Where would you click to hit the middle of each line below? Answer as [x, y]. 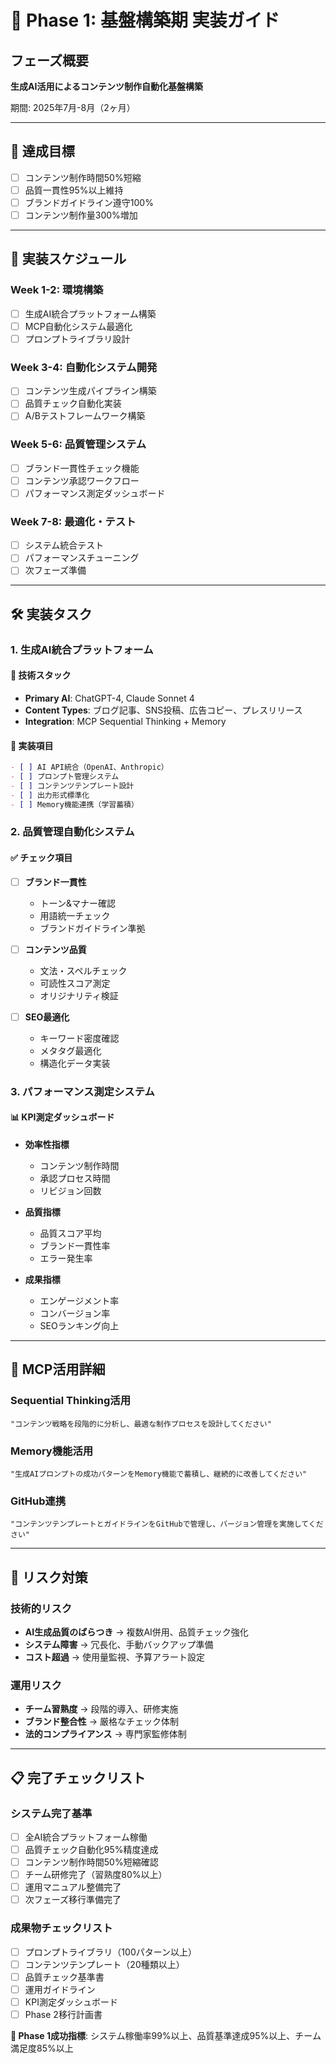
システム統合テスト [64, 545]
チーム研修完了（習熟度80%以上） [96, 1875]
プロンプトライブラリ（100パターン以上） [111, 1952]
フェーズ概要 [49, 60]
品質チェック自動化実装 [73, 403]
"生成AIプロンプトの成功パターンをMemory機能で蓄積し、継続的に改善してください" [159, 1474]
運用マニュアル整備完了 [73, 1887]
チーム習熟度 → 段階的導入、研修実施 [101, 1709]
